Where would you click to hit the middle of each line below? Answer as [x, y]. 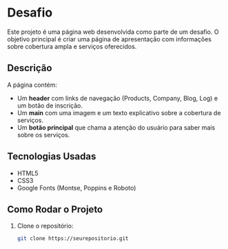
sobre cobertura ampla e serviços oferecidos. [72, 46]
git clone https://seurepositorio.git [73, 239]
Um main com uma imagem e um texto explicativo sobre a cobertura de [119, 112]
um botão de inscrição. [50, 106]
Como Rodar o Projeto [55, 209]
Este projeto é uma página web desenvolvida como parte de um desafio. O [113, 32]
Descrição [30, 68]
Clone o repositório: [45, 226]
